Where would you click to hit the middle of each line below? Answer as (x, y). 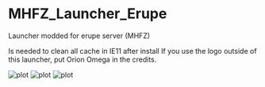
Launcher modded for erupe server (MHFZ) (79, 36)
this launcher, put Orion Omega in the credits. (83, 59)
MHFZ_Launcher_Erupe (88, 14)
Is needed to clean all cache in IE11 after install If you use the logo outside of (132, 51)
